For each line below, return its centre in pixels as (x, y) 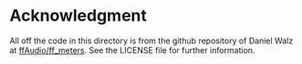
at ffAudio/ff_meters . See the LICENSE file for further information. (132, 50)
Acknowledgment (78, 16)
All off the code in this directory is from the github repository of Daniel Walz (151, 41)
